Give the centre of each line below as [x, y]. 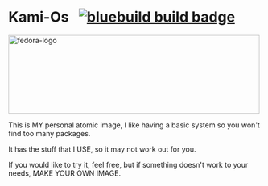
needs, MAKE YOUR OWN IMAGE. [65, 173]
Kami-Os [39, 17]
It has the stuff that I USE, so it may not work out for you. [102, 149]
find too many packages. [49, 133]
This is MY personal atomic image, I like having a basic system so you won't [134, 125]
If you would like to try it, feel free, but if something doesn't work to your [128, 164]
